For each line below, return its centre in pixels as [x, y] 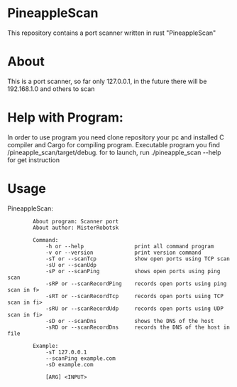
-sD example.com [69, 364]
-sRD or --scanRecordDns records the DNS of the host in [138, 327]
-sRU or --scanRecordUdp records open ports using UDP [134, 308]
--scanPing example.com [80, 358]
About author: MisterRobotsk [76, 228]
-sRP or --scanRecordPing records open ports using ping [136, 283]
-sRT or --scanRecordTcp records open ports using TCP [134, 296]
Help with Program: [66, 118]
